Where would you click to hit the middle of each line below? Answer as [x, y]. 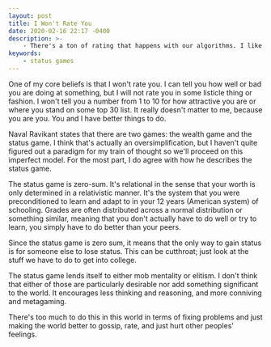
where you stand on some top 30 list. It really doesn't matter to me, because [135, 109]
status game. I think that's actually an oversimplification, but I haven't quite [133, 142]
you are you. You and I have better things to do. [87, 118]
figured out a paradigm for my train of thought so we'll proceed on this [126, 151]
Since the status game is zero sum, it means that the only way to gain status [135, 243]
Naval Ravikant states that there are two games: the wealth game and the [130, 133]
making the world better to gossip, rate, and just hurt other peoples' [121, 325]
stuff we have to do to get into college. [73, 260]
